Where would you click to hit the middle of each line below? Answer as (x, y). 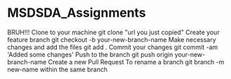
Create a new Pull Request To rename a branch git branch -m (136, 62)
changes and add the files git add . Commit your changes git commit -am (113, 47)
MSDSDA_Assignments (77, 13)
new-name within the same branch (57, 69)
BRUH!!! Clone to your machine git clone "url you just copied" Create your (113, 32)
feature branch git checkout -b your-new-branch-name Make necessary (112, 39)
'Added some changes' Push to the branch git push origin (90, 55)
